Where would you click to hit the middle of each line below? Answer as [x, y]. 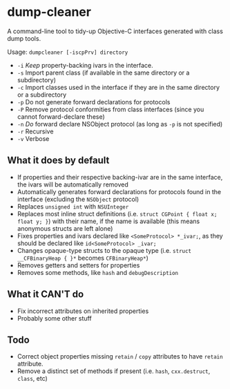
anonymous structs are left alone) [65, 228]
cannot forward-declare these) [61, 116]
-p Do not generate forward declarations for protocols [94, 102]
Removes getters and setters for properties [78, 265]
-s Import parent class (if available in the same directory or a [103, 73]
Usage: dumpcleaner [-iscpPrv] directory [68, 52]
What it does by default [58, 161]
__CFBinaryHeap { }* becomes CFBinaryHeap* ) [83, 258]
